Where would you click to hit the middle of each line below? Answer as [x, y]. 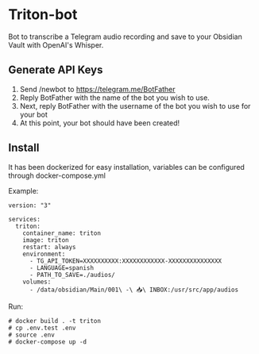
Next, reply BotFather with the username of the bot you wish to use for [135, 106]
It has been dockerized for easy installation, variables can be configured [126, 167]
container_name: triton [62, 233]
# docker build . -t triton [55, 321]
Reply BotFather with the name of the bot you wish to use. [115, 98]
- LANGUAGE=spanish [61, 267]
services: [25, 219]
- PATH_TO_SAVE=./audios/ [72, 275]
